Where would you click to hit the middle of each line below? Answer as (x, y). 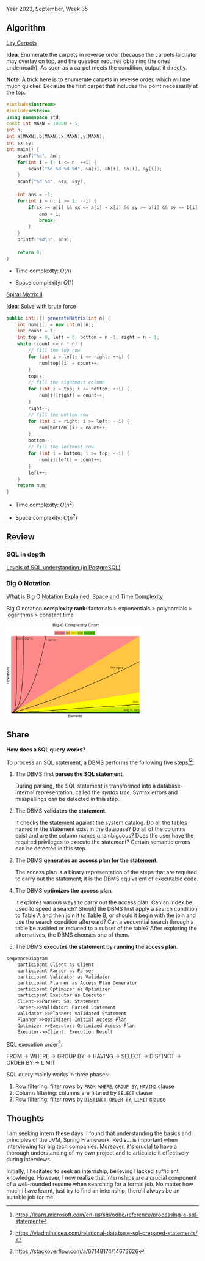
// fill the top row (54, 351)
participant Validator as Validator (64, 977)
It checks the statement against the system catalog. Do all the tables (101, 823)
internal (25, 792)
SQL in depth (26, 554)
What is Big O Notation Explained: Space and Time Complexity (85, 597)
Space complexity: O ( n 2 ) (46, 517)
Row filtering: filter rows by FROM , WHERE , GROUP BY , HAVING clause (95, 1086)
